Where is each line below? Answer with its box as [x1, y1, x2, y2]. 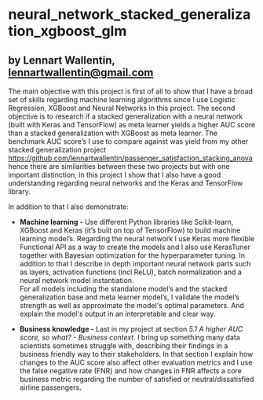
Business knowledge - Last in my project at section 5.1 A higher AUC [19, 325, 243, 333]
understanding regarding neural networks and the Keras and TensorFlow [8, 178, 243, 188]
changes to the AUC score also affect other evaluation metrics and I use [19, 358, 253, 367]
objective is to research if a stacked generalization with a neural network [8, 112, 243, 121]
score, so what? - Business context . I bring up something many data [19, 332, 241, 342]
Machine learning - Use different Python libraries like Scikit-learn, [19, 218, 234, 226]
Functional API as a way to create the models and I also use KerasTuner [19, 242, 251, 251]
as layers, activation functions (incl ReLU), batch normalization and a [19, 267, 242, 277]
